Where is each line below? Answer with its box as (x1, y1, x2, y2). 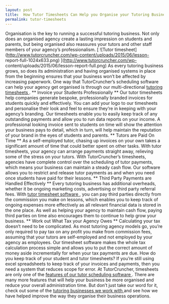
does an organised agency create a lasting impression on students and (5, 36, 152, 42)
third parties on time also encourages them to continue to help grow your (5, 213, 157, 219)
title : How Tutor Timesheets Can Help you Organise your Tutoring (5, 12, 150, 17)
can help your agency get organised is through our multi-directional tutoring (5, 84, 163, 90)
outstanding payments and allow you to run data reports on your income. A (5, 116, 160, 123)
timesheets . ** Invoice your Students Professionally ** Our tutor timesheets (5, 89, 162, 96)
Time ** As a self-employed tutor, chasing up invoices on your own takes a (5, 138, 160, 144)
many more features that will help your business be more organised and (5, 277, 154, 283)
